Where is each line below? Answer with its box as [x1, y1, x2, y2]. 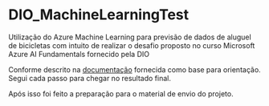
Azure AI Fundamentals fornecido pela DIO [8, 49, 150, 59]
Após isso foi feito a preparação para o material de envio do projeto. [8, 88, 234, 98]
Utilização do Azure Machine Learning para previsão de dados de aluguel [8, 32, 251, 42]
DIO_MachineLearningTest [8, 6, 190, 24]
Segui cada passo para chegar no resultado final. [8, 73, 171, 83]
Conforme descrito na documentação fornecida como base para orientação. [8, 64, 261, 74]
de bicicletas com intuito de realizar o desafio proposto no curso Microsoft [8, 40, 255, 50]
